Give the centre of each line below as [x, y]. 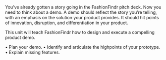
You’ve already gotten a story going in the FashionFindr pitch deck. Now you [83, 7]
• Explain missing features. [33, 52]
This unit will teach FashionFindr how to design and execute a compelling [80, 32]
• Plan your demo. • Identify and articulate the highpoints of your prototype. [83, 47]
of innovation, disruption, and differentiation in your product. [67, 23]
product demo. [20, 37]
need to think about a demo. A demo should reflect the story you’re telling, [81, 12]
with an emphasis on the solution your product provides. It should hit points [82, 17]
